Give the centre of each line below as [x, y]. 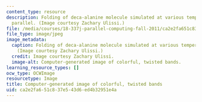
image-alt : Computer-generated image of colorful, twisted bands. [96, 62]
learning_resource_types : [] [43, 67]
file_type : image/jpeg [35, 34]
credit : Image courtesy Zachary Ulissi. [63, 56]
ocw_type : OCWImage [31, 73]
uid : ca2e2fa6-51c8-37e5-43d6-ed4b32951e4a [62, 90]
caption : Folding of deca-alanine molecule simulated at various [95, 46]
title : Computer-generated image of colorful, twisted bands [84, 85]
